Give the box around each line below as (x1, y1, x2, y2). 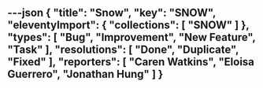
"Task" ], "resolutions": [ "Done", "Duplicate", (7, 43, 239, 57)
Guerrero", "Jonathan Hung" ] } (7, 68, 164, 81)
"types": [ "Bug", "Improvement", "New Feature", (7, 31, 256, 44)
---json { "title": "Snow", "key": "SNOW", (7, 6, 217, 20)
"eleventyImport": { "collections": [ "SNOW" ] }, (7, 19, 250, 32)
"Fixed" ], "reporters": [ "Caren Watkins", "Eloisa (7, 55, 255, 69)
